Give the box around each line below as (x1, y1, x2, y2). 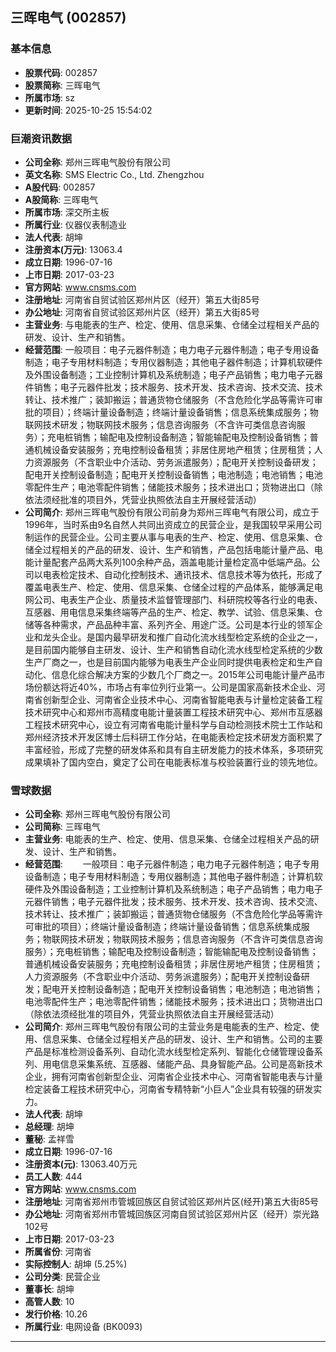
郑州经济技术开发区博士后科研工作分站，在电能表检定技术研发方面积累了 (24, 731, 323, 743)
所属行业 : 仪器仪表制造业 (24, 218, 127, 230)
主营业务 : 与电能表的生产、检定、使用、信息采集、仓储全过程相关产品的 (24, 318, 320, 330)
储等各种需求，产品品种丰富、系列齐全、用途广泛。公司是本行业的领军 (24, 618, 315, 630)
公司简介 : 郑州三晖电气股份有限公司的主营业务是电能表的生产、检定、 (24, 1021, 311, 1033)
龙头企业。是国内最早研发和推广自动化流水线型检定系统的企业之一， (42, 631, 323, 643)
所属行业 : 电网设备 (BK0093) (24, 1321, 143, 1333)
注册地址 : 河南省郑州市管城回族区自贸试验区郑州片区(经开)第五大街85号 (24, 1196, 319, 1208)
